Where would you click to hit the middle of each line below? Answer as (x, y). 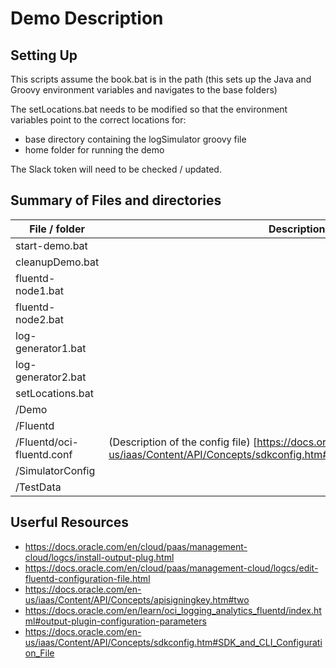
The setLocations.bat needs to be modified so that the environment (149, 109)
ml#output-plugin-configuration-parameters (115, 621)
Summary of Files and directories (116, 200)
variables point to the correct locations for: (98, 120)
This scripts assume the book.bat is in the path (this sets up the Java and (161, 79)
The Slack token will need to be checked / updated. (116, 169)
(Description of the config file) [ (183, 442)
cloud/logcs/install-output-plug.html (99, 557)
